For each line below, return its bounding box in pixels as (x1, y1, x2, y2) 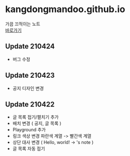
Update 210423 (5, 71, 55, 80)
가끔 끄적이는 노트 (5, 21, 40, 27)
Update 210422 (5, 100, 55, 109)
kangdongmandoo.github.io (5, 4, 125, 15)
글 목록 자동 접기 (12, 145, 45, 152)
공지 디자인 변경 (12, 85, 44, 91)
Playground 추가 (12, 127, 46, 133)
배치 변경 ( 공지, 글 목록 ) (12, 120, 61, 127)
